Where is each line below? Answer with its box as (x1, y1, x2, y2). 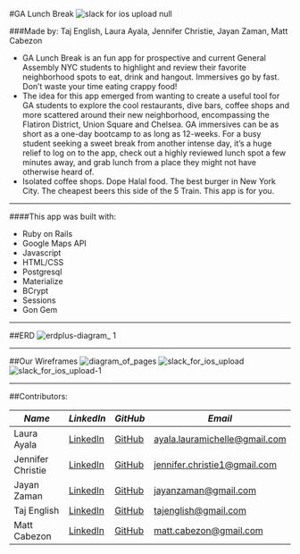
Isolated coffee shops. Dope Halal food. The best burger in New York (21, 176, 277, 187)
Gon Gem (21, 305, 58, 315)
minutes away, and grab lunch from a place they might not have (21, 157, 257, 167)
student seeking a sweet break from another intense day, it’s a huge (21, 138, 272, 148)
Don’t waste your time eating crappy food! (21, 81, 178, 91)
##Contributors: (9, 391, 69, 401)
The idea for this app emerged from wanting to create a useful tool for (21, 90, 280, 101)
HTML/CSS (21, 257, 64, 267)
